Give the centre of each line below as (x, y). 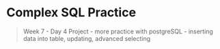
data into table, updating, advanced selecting (87, 38)
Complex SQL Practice (71, 13)
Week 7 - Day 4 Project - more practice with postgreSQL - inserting (118, 31)
